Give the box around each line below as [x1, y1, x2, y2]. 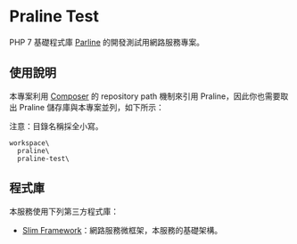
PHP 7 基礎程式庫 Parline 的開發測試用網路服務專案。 [9, 37, 205, 47]
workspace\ [9, 138, 50, 148]
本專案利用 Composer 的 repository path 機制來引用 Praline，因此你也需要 [9, 91, 281, 102]
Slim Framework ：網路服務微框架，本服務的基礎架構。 [21, 224, 223, 235]
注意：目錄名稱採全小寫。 [9, 120, 103, 131]
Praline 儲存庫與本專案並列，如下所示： [19, 102, 165, 112]
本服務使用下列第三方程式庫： [9, 206, 119, 216]
